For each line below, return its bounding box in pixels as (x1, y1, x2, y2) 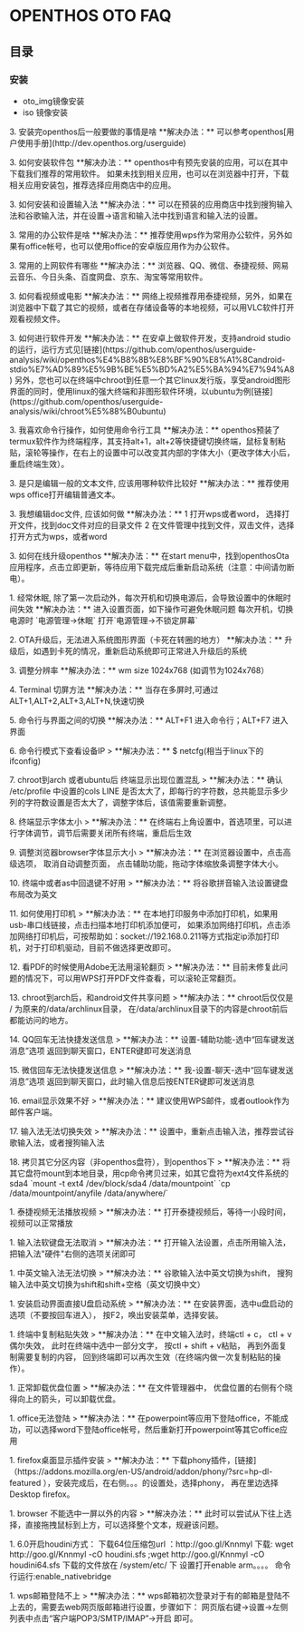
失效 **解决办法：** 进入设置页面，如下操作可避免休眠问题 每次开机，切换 (16, 603, 294, 614)
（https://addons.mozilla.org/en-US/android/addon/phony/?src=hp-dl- (9, 1466, 273, 1477)
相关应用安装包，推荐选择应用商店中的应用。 (9, 179, 176, 191)
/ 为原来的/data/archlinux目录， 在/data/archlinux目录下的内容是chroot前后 (9, 1003, 288, 1014)
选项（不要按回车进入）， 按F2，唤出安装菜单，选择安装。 (9, 1309, 223, 1320)
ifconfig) (9, 755, 42, 767)
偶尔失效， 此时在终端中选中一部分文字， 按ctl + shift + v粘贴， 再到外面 (9, 1340, 280, 1351)
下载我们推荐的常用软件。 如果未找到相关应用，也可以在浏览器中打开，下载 (9, 168, 290, 179)
